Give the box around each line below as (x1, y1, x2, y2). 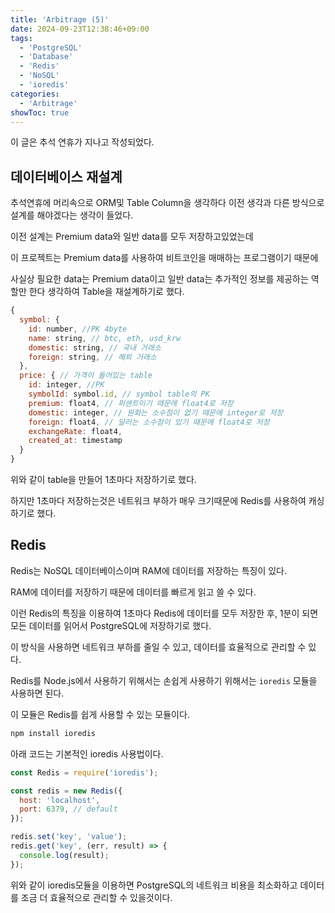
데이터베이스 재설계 (10, 168, 123, 185)
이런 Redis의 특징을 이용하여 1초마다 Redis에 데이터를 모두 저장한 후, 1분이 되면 (10, 607, 319, 619)
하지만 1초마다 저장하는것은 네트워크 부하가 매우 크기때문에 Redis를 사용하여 (10, 495, 307, 507)
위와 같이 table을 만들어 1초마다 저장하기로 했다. (10, 474, 197, 486)
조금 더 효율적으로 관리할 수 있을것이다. (20, 891, 173, 903)
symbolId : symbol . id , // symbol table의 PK (28, 389, 210, 400)
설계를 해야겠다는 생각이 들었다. (10, 209, 134, 221)
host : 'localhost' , (19, 795, 101, 805)
